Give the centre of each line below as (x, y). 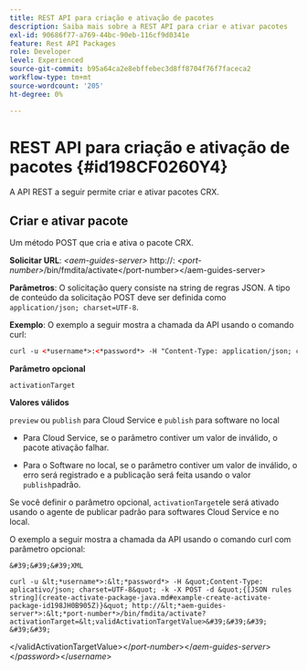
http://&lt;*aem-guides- (179, 606)
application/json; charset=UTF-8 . (74, 308)
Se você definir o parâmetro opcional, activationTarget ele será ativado (144, 502)
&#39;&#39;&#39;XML (47, 566)
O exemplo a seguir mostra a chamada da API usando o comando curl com (150, 540)
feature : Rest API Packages (63, 43)
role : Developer (40, 52)
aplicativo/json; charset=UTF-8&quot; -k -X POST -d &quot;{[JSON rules (151, 590)
